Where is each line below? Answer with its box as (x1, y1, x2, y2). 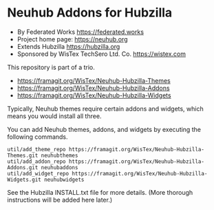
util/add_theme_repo (7, 146, 67, 153)
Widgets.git (7, 176, 41, 183)
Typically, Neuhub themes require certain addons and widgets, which (7, 104, 204, 113)
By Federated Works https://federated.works (17, 28, 145, 36)
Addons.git (7, 164, 39, 171)
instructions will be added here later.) (7, 195, 113, 204)
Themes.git (7, 152, 39, 159)
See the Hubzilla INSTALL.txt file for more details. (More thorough (7, 188, 193, 196)
